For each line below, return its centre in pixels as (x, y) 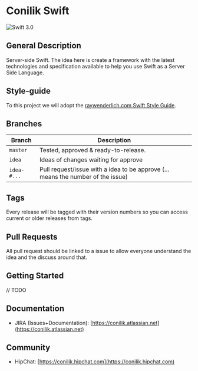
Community (28, 348)
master (18, 150)
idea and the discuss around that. (47, 257)
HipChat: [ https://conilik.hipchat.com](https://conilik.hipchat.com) (95, 362)
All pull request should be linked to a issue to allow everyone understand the (99, 251)
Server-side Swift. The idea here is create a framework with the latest (90, 60)
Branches (24, 124)
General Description (44, 46)
